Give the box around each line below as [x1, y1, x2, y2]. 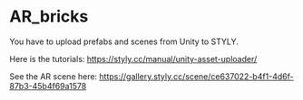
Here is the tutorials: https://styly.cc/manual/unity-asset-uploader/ [9, 53, 258, 64]
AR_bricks [9, 6, 89, 27]
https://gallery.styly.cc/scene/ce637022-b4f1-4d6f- [99, 70, 295, 82]
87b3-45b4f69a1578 [9, 80, 87, 91]
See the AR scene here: [9, 70, 98, 82]
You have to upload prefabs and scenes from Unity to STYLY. [9, 36, 239, 47]
